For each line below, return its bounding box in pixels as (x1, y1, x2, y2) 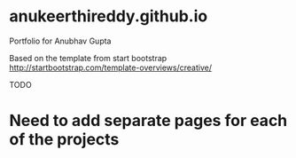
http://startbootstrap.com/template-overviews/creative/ (9, 62, 213, 73)
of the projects (9, 130, 120, 150)
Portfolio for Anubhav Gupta (9, 36, 112, 46)
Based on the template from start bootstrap (9, 52, 167, 63)
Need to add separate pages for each (9, 111, 288, 130)
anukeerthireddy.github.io (9, 6, 208, 27)
